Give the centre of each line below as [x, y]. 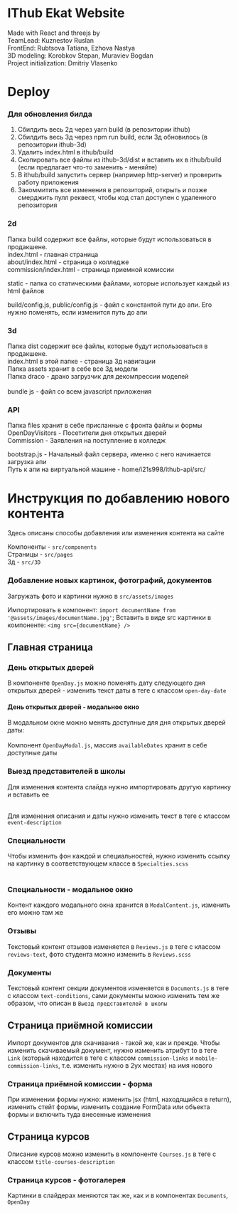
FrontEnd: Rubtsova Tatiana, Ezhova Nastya [71, 48]
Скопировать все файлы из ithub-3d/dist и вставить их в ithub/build [119, 160]
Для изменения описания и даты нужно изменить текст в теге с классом [119, 816]
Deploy [29, 92]
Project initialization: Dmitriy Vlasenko [63, 63]
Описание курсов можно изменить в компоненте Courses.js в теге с [112, 1154]
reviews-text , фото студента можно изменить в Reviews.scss [99, 954]
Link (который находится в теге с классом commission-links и [101, 1058]
